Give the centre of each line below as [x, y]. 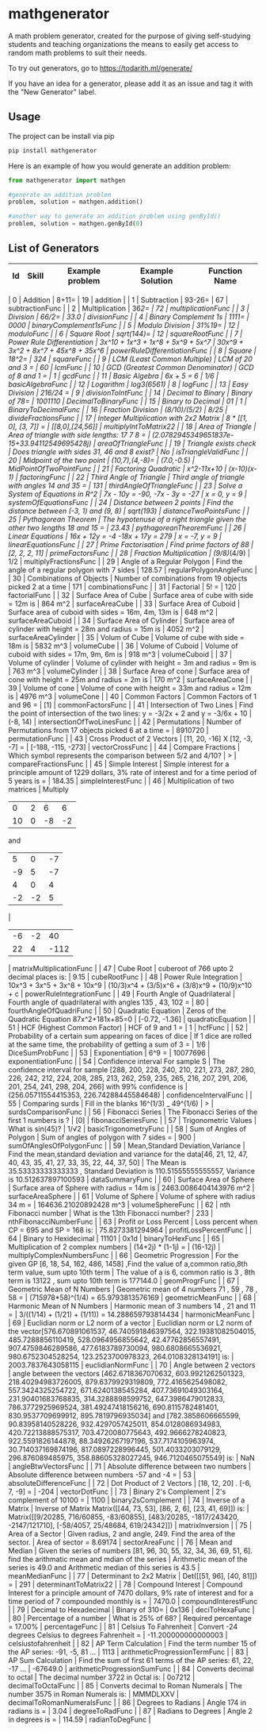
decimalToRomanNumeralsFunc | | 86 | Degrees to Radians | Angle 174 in [127, 1702]
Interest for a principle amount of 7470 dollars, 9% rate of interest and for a [131, 1592]
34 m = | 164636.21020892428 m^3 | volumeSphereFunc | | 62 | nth [120, 1205]
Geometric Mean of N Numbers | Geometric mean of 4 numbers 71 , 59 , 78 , [133, 1289]
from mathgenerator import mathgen [67, 180]
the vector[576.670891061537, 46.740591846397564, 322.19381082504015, [132, 1331]
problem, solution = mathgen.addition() [76, 202]
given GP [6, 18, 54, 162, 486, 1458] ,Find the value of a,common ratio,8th [128, 1263]
